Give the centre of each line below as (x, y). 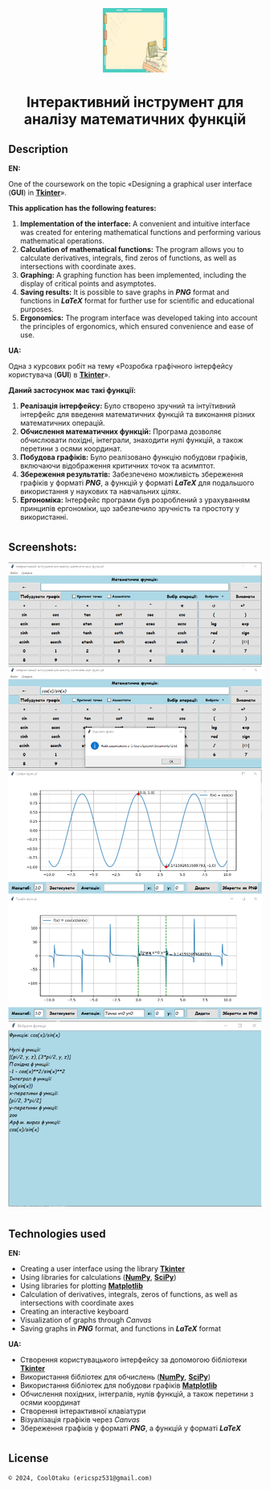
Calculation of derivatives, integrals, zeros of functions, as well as (129, 1294)
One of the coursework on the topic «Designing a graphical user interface (130, 184)
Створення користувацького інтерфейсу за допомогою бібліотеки (133, 1360)
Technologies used (57, 1234)
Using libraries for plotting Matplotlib (81, 1286)
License (29, 1458)
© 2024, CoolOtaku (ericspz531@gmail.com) (80, 1478)
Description (38, 149)
